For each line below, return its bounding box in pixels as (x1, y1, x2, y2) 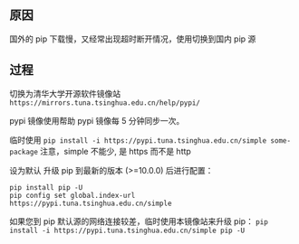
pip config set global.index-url (9, 191, 136, 200)
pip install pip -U (9, 183, 83, 192)
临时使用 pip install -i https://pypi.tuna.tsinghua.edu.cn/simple (9, 134, 267, 145)
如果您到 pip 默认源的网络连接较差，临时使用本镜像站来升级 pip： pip (9, 215, 269, 227)
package (9, 147, 39, 156)
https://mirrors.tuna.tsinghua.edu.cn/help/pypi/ (9, 98, 201, 108)
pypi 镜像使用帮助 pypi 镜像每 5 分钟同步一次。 (9, 115, 185, 126)
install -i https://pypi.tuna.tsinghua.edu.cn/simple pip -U (9, 226, 246, 235)
